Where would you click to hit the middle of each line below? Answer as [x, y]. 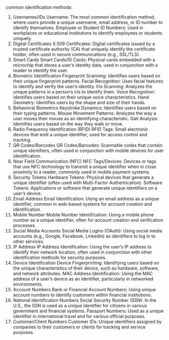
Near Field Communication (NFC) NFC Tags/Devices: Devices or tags [84, 161]
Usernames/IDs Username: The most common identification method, [84, 17]
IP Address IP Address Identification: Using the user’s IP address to [82, 247]
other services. [29, 241]
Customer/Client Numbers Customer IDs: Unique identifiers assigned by [87, 322]
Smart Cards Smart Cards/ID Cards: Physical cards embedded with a [84, 60]
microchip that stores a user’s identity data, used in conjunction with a [85, 65]
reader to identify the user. [40, 70]
